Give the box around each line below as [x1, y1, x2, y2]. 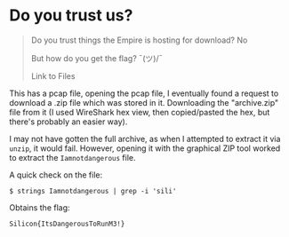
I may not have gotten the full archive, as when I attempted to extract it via [9, 133, 281, 144]
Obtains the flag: [9, 201, 70, 213]
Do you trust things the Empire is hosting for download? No [30, 35, 248, 45]
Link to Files [30, 70, 76, 81]
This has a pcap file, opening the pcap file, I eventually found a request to [9, 88, 279, 99]
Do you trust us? [9, 5, 133, 26]
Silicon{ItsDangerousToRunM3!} [9, 219, 125, 228]
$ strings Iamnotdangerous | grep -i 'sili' [9, 186, 177, 195]
